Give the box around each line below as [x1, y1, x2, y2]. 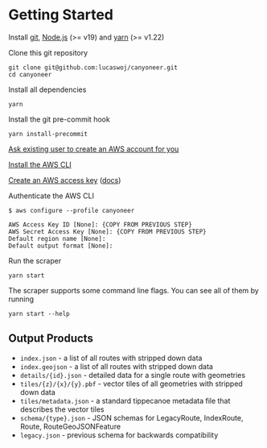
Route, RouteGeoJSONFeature [19, 421, 121, 431]
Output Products [8, 332, 94, 346]
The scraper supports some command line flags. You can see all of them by [8, 285, 259, 295]
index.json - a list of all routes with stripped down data [19, 353, 203, 363]
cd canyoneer [8, 70, 52, 78]
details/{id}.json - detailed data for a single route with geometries [19, 370, 246, 380]
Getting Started [8, 6, 114, 24]
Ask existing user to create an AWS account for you [8, 143, 179, 154]
